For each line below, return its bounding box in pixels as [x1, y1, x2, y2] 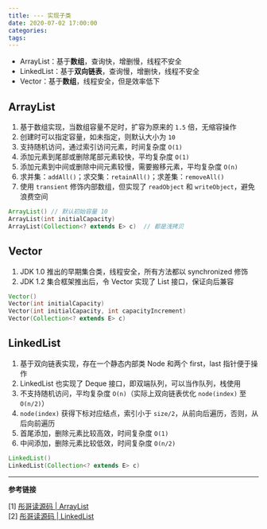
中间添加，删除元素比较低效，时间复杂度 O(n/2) [19, 438, 176, 448]
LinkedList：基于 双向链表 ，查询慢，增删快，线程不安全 [19, 67, 200, 76]
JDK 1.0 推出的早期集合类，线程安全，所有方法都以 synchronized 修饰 [19, 266, 249, 276]
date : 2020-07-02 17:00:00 [8, 19, 98, 27]
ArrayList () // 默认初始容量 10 [8, 208, 109, 216]
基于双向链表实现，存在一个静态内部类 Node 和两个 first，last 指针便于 [19, 359, 252, 368]
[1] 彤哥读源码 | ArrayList [8, 501, 89, 511]
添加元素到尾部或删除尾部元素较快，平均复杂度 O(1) [19, 152, 190, 161]
